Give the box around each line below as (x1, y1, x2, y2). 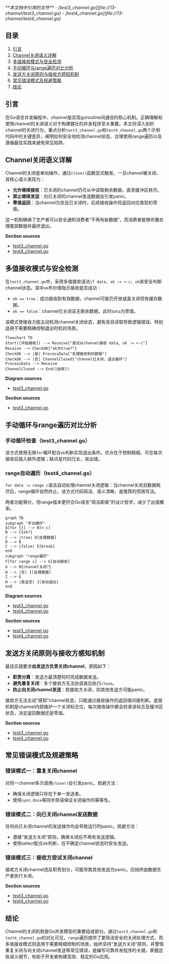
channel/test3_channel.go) (5, 10, 62, 16)
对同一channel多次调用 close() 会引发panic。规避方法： (5, 780, 120, 786)
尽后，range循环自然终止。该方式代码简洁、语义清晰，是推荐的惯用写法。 (5, 488, 159, 494)
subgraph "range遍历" (5, 554, 49, 559)
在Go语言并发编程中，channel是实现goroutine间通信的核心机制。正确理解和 (5, 114, 163, 120)
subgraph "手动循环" (5, 521, 45, 526)
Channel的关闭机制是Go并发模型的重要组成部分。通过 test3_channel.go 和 (5, 928, 157, 935)
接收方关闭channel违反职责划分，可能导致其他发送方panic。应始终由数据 (5, 867, 157, 873)
